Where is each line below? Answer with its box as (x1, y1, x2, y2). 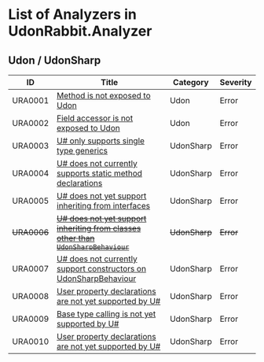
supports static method (56, 168, 143, 179)
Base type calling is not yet (56, 308, 156, 320)
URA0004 (12, 168, 49, 179)
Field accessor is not (56, 113, 134, 124)
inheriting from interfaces (56, 201, 151, 211)
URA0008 (12, 291, 49, 301)
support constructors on (56, 264, 147, 274)
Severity (219, 77, 252, 87)
